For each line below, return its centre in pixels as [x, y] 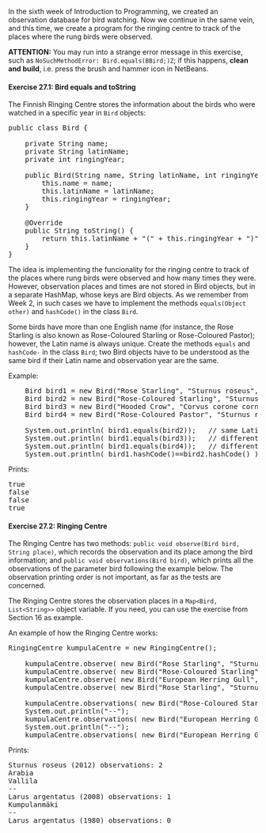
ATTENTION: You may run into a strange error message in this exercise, [125, 52]
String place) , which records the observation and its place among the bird [131, 552]
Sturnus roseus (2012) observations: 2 [85, 765]
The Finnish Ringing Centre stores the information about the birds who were [132, 104]
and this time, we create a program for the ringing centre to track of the [125, 28]
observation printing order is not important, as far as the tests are [115, 577]
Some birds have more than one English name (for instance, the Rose [121, 327]
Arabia [21, 773]
